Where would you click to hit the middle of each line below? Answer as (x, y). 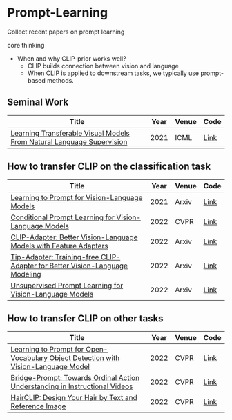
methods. (60, 80)
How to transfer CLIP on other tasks (85, 318)
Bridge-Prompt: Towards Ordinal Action (75, 378)
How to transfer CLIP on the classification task (109, 167)
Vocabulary (29, 358)
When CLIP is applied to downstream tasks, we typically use (113, 73)
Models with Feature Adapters (59, 246)
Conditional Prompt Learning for (63, 217)
